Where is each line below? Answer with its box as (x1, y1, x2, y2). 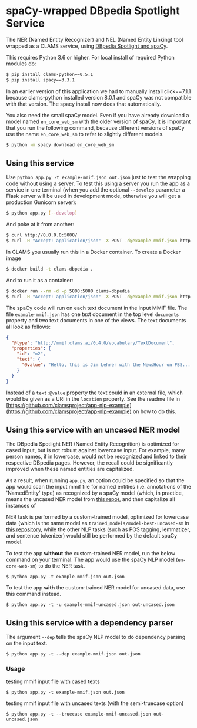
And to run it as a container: (6, 276, 74, 284)
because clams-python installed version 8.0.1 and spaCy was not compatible (6, 94, 192, 101)
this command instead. (6, 591, 62, 598)
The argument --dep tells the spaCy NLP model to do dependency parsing (6, 634, 186, 641)
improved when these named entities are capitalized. (6, 466, 134, 473)
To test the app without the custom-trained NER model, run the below (6, 550, 175, 557)
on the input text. (6, 640, 48, 647)
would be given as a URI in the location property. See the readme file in (6, 395, 181, 402)
